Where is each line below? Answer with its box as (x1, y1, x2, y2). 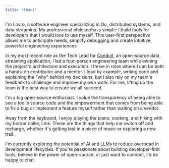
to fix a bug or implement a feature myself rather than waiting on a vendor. (5, 105, 160, 111)
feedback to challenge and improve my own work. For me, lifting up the (5, 79, 153, 85)
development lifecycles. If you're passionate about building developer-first (5, 146, 160, 152)
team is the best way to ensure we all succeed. (5, 84, 103, 91)
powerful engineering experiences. (5, 42, 78, 48)
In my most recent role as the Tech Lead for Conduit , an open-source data (5, 52, 160, 59)
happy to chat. (5, 157, 35, 163)
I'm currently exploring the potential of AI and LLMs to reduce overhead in (5, 141, 159, 147)
